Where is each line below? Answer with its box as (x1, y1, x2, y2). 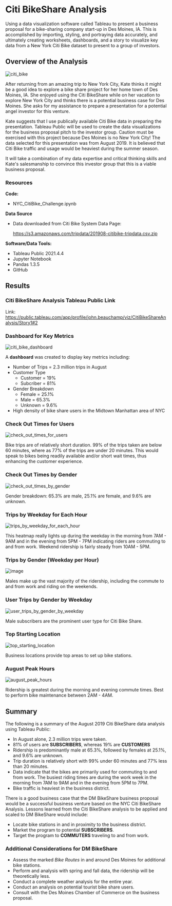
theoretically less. (12, 873, 50, 879)
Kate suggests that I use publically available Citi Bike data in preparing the (5, 118, 162, 124)
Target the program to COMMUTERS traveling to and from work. (12, 832, 149, 838)
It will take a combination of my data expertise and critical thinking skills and (5, 155, 166, 161)
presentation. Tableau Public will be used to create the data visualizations (5, 123, 161, 129)
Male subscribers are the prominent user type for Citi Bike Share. (5, 618, 143, 624)
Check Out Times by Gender (5, 471, 78, 478)
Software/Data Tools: (5, 240, 52, 247)
